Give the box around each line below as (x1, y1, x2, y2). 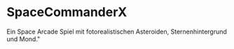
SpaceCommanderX (6, 4, 128, 20)
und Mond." (6, 34, 41, 43)
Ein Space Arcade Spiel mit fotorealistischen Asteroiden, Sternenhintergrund (6, 27, 227, 36)
